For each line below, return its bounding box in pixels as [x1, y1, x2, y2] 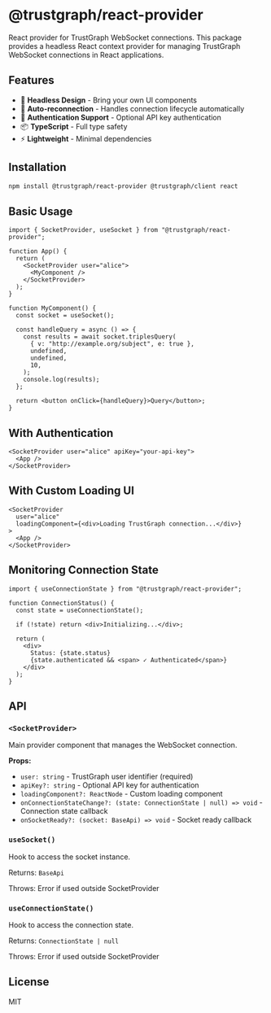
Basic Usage [8, 204, 73, 218]
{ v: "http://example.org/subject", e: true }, [29, 340, 195, 348]
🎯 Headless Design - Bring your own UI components [20, 95, 198, 105]
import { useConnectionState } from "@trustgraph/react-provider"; [8, 584, 243, 593]
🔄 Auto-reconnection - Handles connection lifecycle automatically [20, 103, 245, 113]
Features [8, 73, 55, 87]
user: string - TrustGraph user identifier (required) [20, 771, 194, 782]
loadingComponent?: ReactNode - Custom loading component [20, 789, 223, 799]
